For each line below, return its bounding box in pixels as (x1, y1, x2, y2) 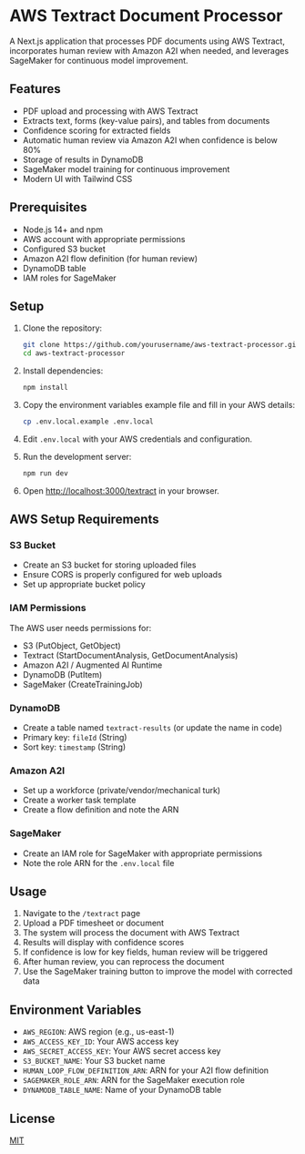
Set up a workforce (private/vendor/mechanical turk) (22, 785, 221, 796)
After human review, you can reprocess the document (22, 956, 225, 967)
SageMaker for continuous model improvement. (9, 55, 188, 66)
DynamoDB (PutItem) (22, 669, 103, 679)
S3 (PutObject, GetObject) (22, 639, 121, 651)
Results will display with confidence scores (22, 937, 185, 948)
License (9, 1110, 56, 1126)
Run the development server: (22, 451, 132, 462)
